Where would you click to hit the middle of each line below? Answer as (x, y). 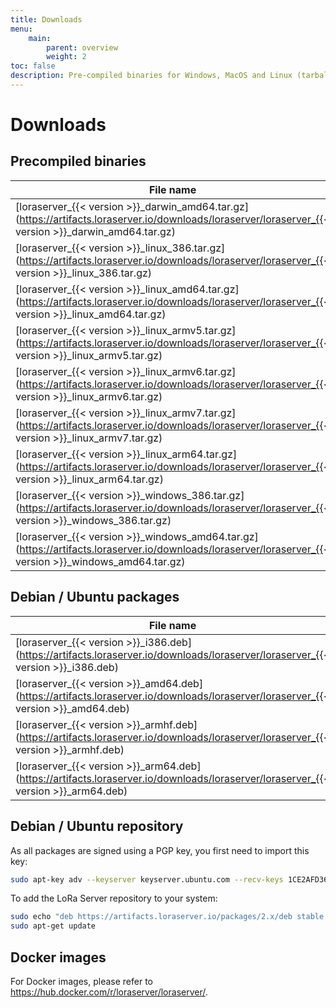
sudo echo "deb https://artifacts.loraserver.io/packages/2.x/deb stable (167, 917)
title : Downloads (46, 19)
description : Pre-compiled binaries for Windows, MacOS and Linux (151, 76)
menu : (21, 29)
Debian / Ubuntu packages (95, 597)
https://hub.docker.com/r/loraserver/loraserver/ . (109, 992)
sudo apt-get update (53, 926)
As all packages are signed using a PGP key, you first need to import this (160, 850)
